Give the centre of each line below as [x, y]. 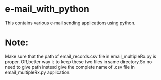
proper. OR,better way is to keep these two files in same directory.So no [79, 61]
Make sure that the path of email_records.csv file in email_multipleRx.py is [80, 56]
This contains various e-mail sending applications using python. [70, 23]
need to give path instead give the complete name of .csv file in [70, 67]
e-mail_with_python [47, 9]
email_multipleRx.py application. [38, 72]
